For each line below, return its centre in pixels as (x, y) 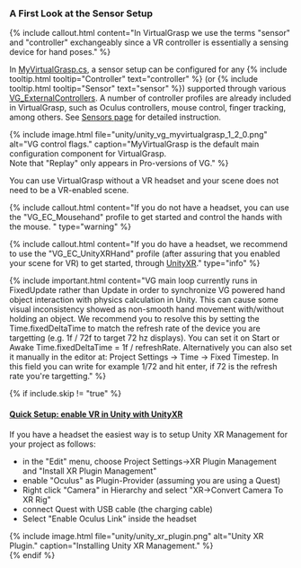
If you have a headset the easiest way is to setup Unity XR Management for (149, 434)
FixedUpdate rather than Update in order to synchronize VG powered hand (147, 290)
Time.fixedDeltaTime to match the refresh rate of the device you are (135, 328)
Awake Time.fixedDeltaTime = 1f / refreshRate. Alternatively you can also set (150, 348)
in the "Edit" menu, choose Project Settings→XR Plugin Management (149, 461)
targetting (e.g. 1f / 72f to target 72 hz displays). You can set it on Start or (145, 338)
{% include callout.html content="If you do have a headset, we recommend (149, 244)
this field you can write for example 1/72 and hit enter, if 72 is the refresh (143, 367)
